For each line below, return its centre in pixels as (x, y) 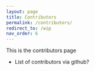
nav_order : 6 (22, 34)
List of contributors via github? (52, 62)
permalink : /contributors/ (39, 22)
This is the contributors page (41, 50)
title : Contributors (32, 17)
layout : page (22, 12)
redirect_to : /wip (29, 28)
